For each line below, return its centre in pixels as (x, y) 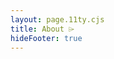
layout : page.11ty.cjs (57, 19)
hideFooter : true (46, 38)
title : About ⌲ (42, 29)
